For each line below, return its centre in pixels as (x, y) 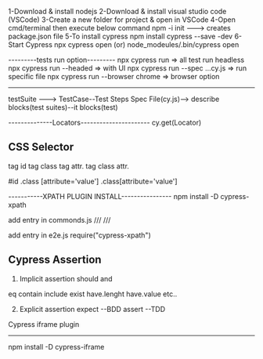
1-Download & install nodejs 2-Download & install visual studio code (117, 11)
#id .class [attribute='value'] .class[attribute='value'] (93, 181)
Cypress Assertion (55, 260)
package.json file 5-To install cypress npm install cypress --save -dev (121, 36)
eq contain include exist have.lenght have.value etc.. (93, 294)
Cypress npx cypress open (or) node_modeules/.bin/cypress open (132, 45)
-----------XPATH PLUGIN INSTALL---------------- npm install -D (113, 196)
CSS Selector (41, 147)
